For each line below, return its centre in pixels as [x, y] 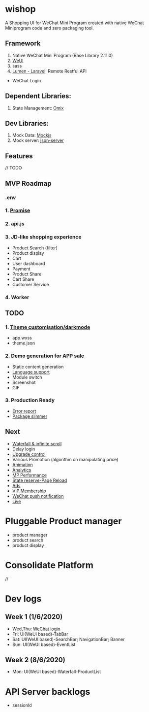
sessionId [22, 705]
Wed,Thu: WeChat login [36, 629]
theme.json [24, 343]
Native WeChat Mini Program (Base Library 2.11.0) [62, 55]
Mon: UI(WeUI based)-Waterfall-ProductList [57, 672]
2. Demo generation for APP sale [45, 356]
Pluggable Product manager [63, 521]
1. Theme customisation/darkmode [48, 327]
